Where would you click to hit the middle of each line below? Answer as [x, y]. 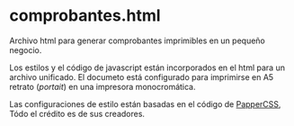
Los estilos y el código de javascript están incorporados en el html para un [147, 67]
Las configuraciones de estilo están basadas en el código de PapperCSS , [145, 103]
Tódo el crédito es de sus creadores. [77, 113]
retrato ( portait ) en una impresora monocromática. [102, 86]
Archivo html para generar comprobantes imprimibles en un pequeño [137, 40]
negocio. [26, 49]
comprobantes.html [85, 16]
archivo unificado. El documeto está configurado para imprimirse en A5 [142, 76]
